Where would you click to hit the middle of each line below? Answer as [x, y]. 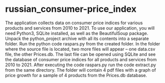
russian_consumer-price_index [71, 9]
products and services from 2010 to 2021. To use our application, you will [80, 28]
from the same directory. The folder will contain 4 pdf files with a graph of [81, 70]
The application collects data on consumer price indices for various [74, 23]
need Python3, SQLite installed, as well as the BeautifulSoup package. [77, 33]
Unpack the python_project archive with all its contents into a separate [77, 39]
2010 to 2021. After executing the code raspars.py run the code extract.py [81, 65]
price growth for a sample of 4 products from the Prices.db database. [76, 75]
